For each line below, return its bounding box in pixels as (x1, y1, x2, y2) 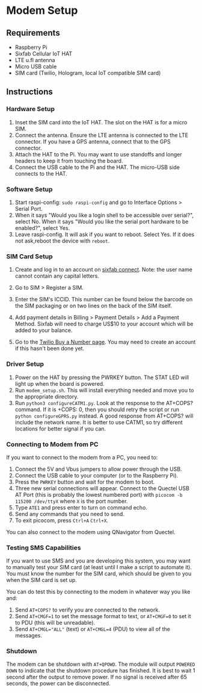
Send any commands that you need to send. (14, 510, 125, 517)
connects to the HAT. (14, 170, 67, 177)
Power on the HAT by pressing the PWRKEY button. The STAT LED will (14, 374, 189, 381)
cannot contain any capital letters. (14, 272, 99, 279)
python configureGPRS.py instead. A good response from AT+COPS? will (14, 412, 194, 420)
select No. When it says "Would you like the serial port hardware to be (14, 218, 189, 225)
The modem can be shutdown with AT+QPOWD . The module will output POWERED (6, 660, 195, 668)
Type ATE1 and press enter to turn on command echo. (14, 503, 147, 511)
